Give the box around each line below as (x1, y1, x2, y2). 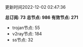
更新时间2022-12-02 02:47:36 (5, 4, 66, 10)
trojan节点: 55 (12, 25, 40, 31)
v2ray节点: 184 (12, 31, 42, 36)
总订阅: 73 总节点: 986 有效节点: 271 (5, 15, 79, 20)
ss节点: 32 (12, 37, 33, 43)
